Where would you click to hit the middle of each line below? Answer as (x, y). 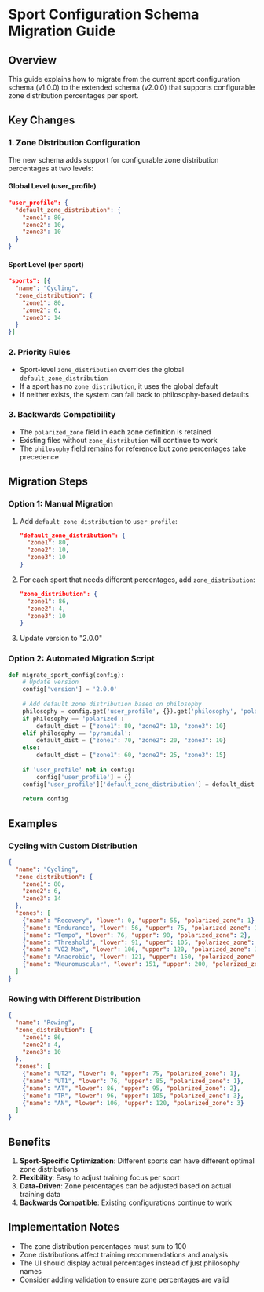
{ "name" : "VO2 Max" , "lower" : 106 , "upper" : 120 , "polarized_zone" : (137, 950)
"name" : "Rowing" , (46, 1023)
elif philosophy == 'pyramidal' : (77, 733)
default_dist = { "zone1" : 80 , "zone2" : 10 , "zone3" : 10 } (132, 726)
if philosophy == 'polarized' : (73, 719)
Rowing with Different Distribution (75, 999)
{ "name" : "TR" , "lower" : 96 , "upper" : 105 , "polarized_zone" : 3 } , (133, 1096)
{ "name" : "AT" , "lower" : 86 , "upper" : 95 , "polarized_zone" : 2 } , (132, 1088)
